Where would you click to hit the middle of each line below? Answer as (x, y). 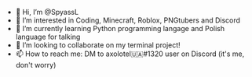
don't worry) (36, 65)
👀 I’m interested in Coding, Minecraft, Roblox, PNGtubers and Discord (128, 20)
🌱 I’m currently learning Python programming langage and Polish (120, 28)
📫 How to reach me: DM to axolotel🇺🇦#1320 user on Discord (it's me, (130, 54)
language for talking (48, 37)
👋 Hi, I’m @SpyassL (47, 12)
